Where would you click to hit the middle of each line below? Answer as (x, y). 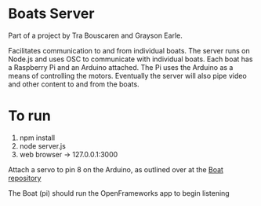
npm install (37, 138)
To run (29, 116)
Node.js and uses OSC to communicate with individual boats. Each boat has (130, 59)
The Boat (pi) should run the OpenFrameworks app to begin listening (119, 193)
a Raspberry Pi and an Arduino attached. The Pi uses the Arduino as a (121, 67)
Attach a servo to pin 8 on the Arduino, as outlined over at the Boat (116, 169)
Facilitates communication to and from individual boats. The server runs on (129, 50)
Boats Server (51, 14)
